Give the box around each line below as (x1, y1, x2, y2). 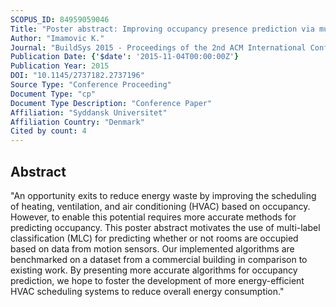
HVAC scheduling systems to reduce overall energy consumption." (10, 285, 285, 297)
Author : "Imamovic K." (10, 33, 105, 43)
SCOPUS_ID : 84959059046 (10, 14, 110, 25)
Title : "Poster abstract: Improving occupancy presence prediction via (10, 24, 315, 34)
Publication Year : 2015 (10, 61, 110, 71)
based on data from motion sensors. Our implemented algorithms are (10, 242, 295, 255)
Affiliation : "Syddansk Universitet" (10, 107, 168, 118)
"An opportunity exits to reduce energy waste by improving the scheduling (10, 189, 317, 201)
